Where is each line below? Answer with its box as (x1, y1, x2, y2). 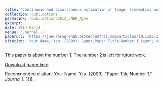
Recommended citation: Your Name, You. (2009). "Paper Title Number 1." (5, 71, 152, 77)
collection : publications (5, 12, 58, 17)
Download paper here (5, 61, 49, 67)
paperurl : (5, 34, 25, 39)
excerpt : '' (5, 20, 29, 26)
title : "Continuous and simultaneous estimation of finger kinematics (5, 7, 152, 12)
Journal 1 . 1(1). (5, 76, 34, 82)
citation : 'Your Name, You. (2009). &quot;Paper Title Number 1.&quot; (5, 39, 154, 44)
